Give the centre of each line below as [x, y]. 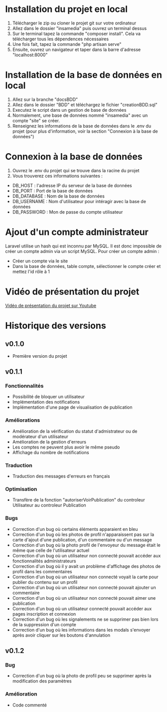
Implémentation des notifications [46, 402]
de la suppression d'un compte [44, 624]
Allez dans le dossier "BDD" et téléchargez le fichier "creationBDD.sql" [85, 105]
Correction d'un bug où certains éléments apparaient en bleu [75, 529]
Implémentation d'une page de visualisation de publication [72, 407]
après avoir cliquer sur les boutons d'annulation [61, 635]
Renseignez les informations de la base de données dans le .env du [82, 126]
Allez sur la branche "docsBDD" [45, 99]
